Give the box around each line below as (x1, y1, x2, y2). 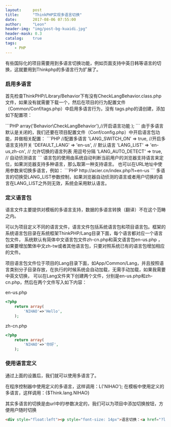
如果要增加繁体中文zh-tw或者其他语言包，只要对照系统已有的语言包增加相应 (5, 243, 165, 249)
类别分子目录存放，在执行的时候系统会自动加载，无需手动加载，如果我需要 (9, 266, 166, 273)
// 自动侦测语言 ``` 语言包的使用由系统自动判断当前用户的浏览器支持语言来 (5, 154, 159, 161)
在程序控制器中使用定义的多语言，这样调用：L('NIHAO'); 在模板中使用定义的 (5, 383, 164, 389)
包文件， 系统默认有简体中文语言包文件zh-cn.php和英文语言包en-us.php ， (5, 236, 163, 243)
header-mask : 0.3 (5, 31, 42, 36)
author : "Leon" (5, 21, 47, 27)
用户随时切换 (9, 407, 37, 413)
